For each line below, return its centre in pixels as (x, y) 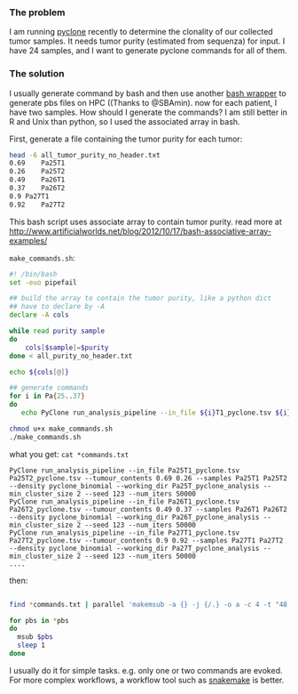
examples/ (28, 240)
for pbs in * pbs (39, 620)
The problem (37, 12)
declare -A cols (39, 315)
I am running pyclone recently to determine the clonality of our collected (141, 32)
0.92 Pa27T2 (37, 205)
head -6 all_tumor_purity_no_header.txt (85, 155)
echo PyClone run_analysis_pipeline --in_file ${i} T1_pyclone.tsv (146, 413)
